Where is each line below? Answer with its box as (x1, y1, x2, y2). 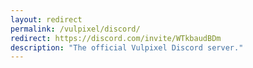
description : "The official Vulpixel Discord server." (10, 42, 244, 53)
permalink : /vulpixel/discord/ (10, 24, 141, 34)
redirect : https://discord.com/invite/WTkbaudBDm (10, 33, 222, 43)
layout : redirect (10, 14, 83, 25)
